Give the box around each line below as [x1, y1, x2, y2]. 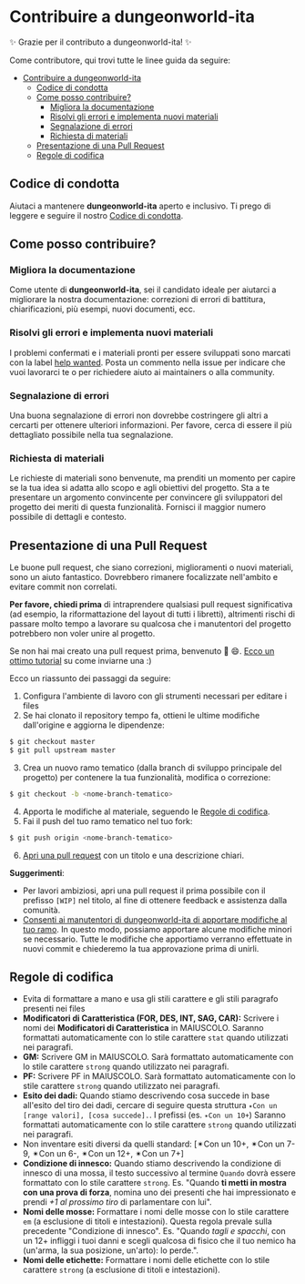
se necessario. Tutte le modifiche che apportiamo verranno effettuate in [22, 933, 293, 944]
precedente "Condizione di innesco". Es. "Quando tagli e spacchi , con [22, 1226, 287, 1237]
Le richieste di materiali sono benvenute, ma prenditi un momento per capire [9, 473, 296, 484]
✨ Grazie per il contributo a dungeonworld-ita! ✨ [9, 36, 192, 47]
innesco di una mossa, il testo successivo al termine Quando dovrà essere [22, 1167, 296, 1178]
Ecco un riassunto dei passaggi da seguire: [9, 673, 171, 684]
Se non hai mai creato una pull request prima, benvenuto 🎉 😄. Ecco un [9, 646, 275, 657]
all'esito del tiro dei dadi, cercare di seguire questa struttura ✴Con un [22, 1100, 278, 1111]
